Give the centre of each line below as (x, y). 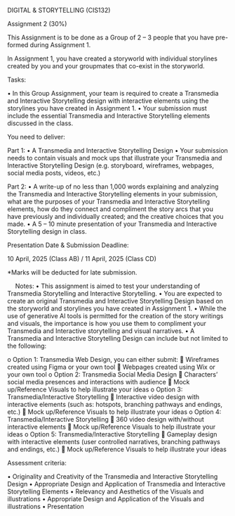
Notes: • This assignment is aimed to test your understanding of (108, 286)
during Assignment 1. (60, 45)
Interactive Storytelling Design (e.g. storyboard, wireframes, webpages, (110, 165)
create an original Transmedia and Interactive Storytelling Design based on (115, 301)
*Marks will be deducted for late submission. (72, 272)
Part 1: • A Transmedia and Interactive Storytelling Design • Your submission (117, 150)
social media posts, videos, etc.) (54, 173)
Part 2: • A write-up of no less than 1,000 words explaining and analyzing (113, 187)
